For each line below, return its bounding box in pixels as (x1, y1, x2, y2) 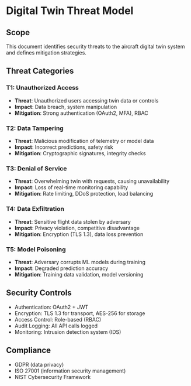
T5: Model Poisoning (6, 245, 66, 253)
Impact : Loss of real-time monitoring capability (14, 184, 129, 191)
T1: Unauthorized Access (6, 84, 79, 92)
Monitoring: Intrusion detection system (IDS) (14, 328, 121, 335)
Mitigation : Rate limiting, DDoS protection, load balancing (14, 190, 154, 197)
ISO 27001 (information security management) (14, 367, 126, 374)
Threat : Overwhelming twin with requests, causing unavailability (14, 177, 170, 185)
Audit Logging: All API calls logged (14, 322, 98, 329)
